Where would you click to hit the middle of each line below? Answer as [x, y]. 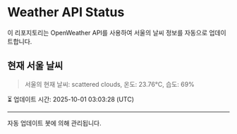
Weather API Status [66, 12]
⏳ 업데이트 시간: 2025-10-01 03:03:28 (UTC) [71, 99]
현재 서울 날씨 [35, 66]
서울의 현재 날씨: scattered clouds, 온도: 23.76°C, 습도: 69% [110, 84]
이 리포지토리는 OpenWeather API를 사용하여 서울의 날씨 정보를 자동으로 [108, 32]
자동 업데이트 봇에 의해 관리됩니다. [54, 123]
